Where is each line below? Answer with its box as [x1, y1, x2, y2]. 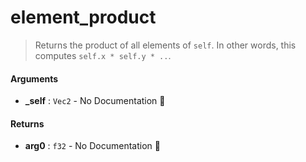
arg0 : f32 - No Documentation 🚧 [24, 140, 161, 152]
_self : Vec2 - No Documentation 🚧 [24, 95, 166, 107]
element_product [10, 6, 157, 29]
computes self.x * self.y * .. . [34, 49, 172, 61]
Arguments [10, 72, 59, 85]
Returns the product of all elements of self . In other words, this [34, 39, 297, 51]
